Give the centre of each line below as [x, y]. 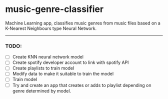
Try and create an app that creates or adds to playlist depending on [82, 85]
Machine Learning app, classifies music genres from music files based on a [83, 23]
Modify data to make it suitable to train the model [63, 74]
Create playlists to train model [43, 68]
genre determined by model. [42, 90]
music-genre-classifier [54, 9]
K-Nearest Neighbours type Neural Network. [51, 28]
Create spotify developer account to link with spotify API [70, 62]
